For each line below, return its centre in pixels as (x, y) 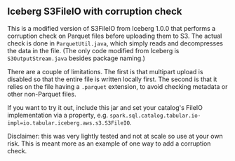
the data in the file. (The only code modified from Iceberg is (93, 50)
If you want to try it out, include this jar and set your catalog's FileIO (105, 107)
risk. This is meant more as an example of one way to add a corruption (109, 143)
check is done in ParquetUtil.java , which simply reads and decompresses (115, 43)
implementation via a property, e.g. (58, 115)
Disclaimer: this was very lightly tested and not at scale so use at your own (115, 136)
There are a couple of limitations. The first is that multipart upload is (105, 71)
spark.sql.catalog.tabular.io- (155, 115)
